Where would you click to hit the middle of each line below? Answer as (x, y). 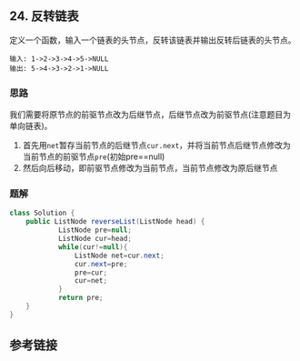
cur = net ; (90, 281)
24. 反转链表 (44, 16)
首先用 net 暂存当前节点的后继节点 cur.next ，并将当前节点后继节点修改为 (156, 145)
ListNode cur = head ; (95, 239)
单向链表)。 (31, 126)
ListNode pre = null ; (95, 230)
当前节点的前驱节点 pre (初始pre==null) (94, 156)
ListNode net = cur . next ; (120, 256)
